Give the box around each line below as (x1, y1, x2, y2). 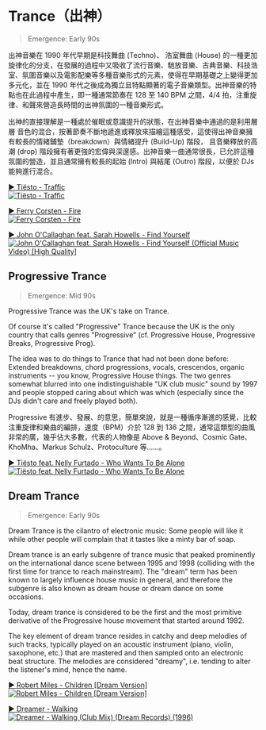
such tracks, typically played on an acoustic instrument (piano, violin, (8, 640, 234, 649)
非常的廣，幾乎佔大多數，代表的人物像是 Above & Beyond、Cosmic (8, 432, 228, 441)
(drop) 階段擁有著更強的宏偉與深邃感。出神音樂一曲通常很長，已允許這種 (17, 146, 255, 156)
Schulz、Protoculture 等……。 (68, 442, 166, 451)
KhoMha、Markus (8, 442, 67, 451)
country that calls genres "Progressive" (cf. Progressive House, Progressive (8, 330, 256, 340)
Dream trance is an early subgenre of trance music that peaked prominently (8, 549, 256, 559)
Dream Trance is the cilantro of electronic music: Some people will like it (8, 525, 244, 536)
